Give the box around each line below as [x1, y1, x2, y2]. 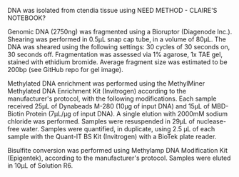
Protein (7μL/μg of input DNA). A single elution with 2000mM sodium [26, 110, 228, 118]
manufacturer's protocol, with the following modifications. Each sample [7, 94, 217, 103]
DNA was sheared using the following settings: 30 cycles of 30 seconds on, [7, 43, 230, 51]
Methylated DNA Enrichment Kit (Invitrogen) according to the [7, 87, 187, 95]
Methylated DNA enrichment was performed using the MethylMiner [7, 79, 205, 88]
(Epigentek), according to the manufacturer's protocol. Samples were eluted [7, 153, 231, 162]
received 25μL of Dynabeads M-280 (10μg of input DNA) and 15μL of [7, 102, 210, 110]
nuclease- [195, 117, 227, 126]
